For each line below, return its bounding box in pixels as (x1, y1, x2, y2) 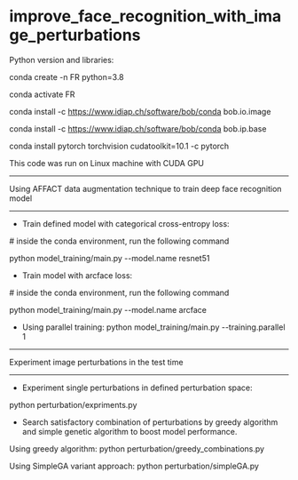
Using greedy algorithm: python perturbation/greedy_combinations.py (9, 443, 264, 454)
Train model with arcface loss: (21, 269, 133, 281)
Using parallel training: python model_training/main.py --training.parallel (21, 322, 286, 332)
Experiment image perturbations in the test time (9, 356, 184, 367)
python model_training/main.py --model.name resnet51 (9, 252, 210, 263)
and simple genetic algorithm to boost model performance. (21, 426, 238, 436)
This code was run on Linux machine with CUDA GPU (9, 157, 205, 168)
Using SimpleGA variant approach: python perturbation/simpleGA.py (9, 460, 260, 471)
